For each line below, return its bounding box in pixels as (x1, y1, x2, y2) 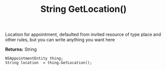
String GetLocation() (40, 3, 127, 15)
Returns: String (5, 46, 37, 53)
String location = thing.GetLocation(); (5, 61, 92, 66)
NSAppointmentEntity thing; (5, 56, 64, 61)
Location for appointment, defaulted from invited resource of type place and (5, 31, 162, 38)
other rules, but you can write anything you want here (5, 37, 115, 43)
